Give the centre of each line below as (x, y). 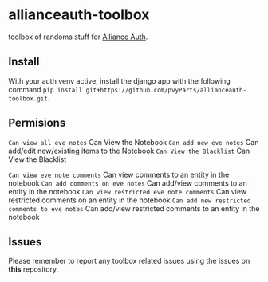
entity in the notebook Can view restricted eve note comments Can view (128, 191)
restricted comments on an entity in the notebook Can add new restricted (130, 200)
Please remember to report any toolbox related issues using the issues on (129, 261)
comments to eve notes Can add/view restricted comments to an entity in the (134, 208)
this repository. (33, 269)
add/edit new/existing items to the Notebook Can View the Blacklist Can (129, 151)
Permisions (37, 123)
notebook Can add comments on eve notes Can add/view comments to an (128, 183)
